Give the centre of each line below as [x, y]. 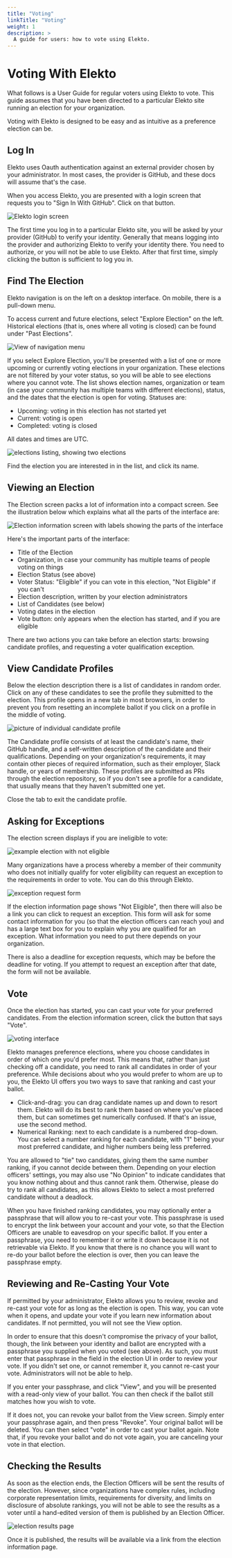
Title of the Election [45, 552]
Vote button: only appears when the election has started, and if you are [118, 618]
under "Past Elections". [40, 333]
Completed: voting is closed [57, 425]
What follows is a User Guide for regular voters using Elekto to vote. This [111, 93]
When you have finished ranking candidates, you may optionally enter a [109, 1210]
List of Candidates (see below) [61, 604]
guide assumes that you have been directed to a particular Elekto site [106, 101]
